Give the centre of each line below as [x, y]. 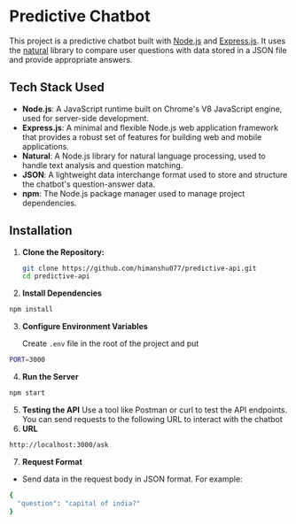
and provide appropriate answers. [71, 59]
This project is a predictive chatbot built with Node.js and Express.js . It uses [148, 41]
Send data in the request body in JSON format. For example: [132, 479]
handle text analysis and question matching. [102, 165]
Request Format [52, 461]
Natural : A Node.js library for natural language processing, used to [144, 156]
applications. [45, 146]
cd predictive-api [56, 276]
